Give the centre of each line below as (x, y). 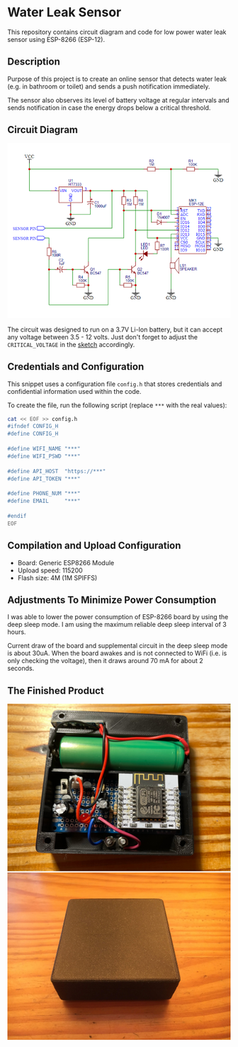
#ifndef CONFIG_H (33, 426)
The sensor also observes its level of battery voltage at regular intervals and (118, 100)
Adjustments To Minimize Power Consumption (112, 600)
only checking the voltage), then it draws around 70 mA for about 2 (105, 661)
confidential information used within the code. (74, 391)
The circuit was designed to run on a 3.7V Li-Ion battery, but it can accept (115, 329)
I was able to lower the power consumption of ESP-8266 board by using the (118, 617)
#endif (17, 516)
